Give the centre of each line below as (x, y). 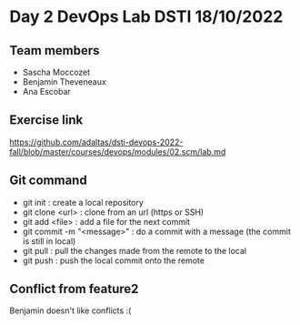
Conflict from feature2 (74, 289)
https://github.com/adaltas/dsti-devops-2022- (96, 142)
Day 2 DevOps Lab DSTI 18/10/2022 (146, 17)
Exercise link (46, 120)
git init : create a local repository (83, 202)
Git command (49, 181)
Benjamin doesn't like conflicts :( (70, 310)
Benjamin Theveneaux (64, 82)
